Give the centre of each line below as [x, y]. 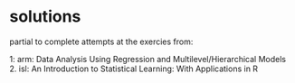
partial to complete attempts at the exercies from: [101, 41]
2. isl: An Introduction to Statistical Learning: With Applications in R [134, 69]
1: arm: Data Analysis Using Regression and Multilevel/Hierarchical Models [148, 59]
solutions [45, 17]
